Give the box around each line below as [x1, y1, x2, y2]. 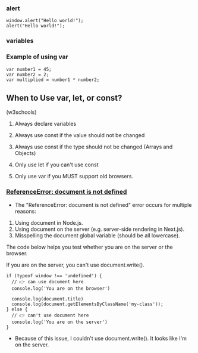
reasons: [14, 208, 37, 215]
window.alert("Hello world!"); [6, 18, 84, 24]
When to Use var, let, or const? [6, 92, 122, 103]
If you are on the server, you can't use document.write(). [6, 261, 144, 268]
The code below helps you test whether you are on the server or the [6, 243, 174, 250]
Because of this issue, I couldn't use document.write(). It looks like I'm [14, 335, 187, 342]
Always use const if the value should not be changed [14, 132, 145, 139]
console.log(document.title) [11, 296, 84, 302]
